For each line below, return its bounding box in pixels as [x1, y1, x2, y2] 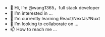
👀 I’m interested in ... [10, 10, 53, 16]
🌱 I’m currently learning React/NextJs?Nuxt [10, 16, 100, 21]
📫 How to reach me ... [10, 27, 57, 32]
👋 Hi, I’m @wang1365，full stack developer [10, 5, 100, 10]
